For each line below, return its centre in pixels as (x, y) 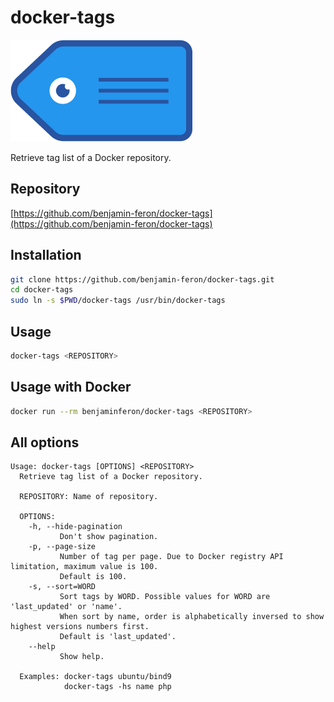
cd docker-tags (42, 290)
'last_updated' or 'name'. (66, 607)
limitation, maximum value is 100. (84, 567)
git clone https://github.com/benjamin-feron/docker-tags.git (142, 279)
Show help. (82, 657)
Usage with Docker (71, 387)
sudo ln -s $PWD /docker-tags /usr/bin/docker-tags (118, 301)
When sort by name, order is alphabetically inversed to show (192, 617)
